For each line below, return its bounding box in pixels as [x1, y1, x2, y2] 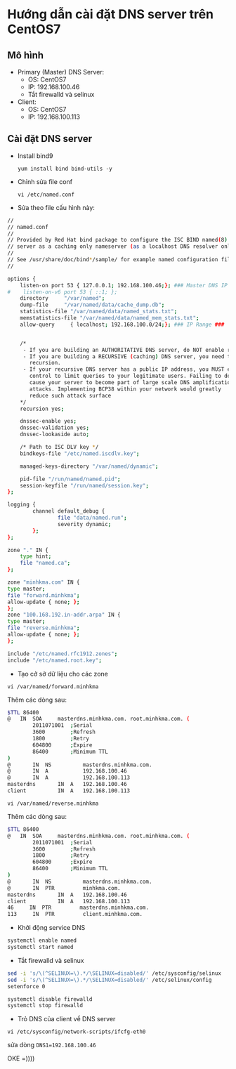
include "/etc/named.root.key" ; [7, 657, 102, 664]
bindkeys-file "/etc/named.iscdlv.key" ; [20, 450, 140, 457]
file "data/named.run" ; [57, 514, 128, 522]
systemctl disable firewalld [7, 995, 93, 1003]
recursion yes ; [20, 405, 65, 412]
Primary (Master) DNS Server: [17, 68, 105, 76]
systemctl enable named [7, 937, 77, 944]
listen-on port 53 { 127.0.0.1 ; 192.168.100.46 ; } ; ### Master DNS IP [20, 282, 228, 289]
